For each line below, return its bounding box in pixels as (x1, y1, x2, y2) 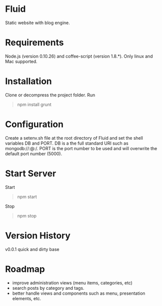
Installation (5, 76, 52, 87)
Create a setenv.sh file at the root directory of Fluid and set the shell (5, 135, 143, 141)
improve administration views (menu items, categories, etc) (12, 279, 133, 286)
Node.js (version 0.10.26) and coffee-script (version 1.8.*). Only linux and (5, 53, 153, 59)
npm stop (17, 213, 37, 218)
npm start (17, 193, 37, 200)
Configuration (5, 119, 64, 130)
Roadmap (5, 263, 45, 275)
